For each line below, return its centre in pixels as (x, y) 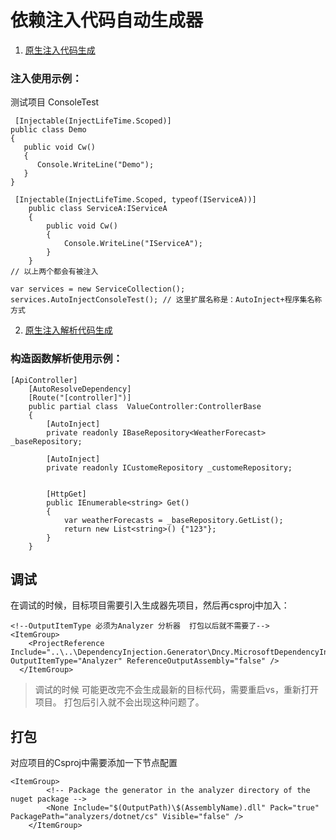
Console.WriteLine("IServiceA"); (133, 244)
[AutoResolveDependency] (80, 389)
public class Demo (48, 130)
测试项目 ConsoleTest (55, 102)
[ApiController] (44, 380)
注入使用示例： (46, 78)
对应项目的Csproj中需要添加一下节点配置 (94, 763)
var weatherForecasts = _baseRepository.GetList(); (173, 520)
